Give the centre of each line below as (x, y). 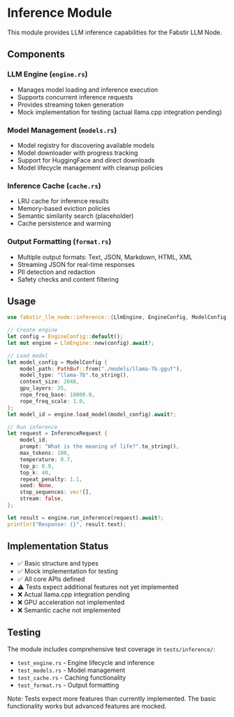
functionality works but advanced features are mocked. (87, 706)
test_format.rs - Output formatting (68, 685)
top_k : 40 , (36, 472)
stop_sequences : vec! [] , (56, 492)
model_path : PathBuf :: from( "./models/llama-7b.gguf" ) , (101, 369)
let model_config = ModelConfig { (58, 362)
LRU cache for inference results (63, 201)
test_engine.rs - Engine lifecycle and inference (86, 663)
